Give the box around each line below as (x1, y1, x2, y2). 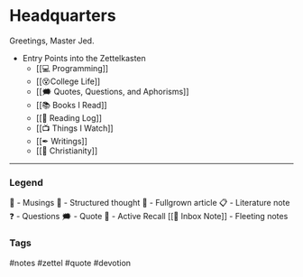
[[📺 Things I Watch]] (35, 123, 115, 134)
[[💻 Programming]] (35, 62, 109, 73)
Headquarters (9, 5, 116, 26)
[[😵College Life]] (35, 76, 101, 87)
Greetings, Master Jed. (9, 35, 95, 46)
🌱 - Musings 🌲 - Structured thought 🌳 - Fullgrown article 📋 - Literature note (9, 198, 290, 208)
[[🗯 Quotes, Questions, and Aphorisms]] (35, 86, 189, 97)
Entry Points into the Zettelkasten (22, 52, 146, 63)
